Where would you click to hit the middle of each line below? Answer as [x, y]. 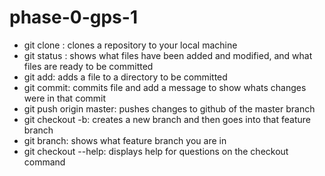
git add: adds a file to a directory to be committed [125, 77]
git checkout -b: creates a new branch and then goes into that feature [167, 119]
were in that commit [65, 98]
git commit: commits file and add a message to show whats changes [165, 87]
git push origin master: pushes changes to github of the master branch [169, 108]
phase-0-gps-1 [73, 17]
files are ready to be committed [88, 66]
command [44, 162]
